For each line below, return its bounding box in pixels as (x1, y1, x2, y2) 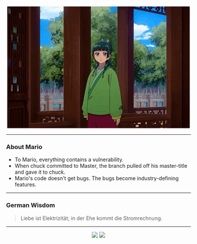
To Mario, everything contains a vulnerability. (14, 156, 124, 163)
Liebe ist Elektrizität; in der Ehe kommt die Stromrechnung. (20, 215, 163, 222)
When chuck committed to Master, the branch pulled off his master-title (14, 162, 188, 170)
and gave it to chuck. (14, 168, 66, 176)
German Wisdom (6, 201, 56, 209)
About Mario (6, 143, 43, 151)
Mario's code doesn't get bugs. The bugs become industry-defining (14, 175, 179, 182)
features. (14, 181, 37, 188)
